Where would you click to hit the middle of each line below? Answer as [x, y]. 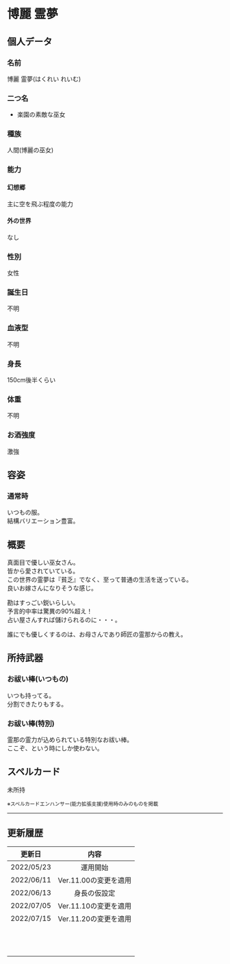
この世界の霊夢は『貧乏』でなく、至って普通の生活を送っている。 [100, 580]
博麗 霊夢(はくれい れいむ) [44, 79]
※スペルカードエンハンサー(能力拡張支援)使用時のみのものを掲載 [83, 804]
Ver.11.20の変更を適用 [95, 919]
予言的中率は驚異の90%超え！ [50, 611]
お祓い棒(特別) [31, 724]
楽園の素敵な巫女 [41, 114]
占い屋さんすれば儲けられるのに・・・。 [64, 620]
